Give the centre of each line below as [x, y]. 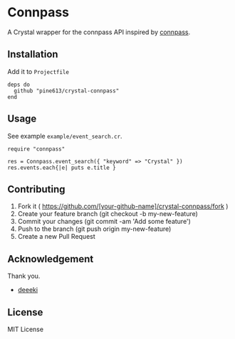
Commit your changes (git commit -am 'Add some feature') [104, 222]
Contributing [36, 189]
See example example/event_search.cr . [65, 136]
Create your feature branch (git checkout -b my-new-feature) [108, 214]
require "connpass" [36, 149]
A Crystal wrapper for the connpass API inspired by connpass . [99, 32]
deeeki [27, 290]
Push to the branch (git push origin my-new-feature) [94, 229]
